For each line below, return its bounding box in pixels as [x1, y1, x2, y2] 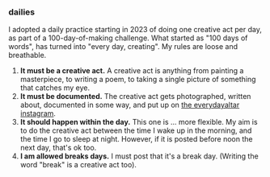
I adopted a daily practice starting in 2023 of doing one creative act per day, [8, 25, 263, 35]
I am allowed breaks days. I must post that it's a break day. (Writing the [19, 151, 259, 161]
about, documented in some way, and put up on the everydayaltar [19, 100, 240, 110]
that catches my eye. [19, 83, 91, 93]
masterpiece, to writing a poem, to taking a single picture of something [19, 75, 256, 84]
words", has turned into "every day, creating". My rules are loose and [8, 42, 238, 51]
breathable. [8, 51, 47, 60]
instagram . [19, 109, 57, 118]
